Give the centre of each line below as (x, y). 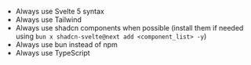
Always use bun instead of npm (66, 45)
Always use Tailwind (49, 20)
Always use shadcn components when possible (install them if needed (129, 28)
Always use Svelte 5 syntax (60, 11)
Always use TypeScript (53, 53)
